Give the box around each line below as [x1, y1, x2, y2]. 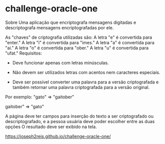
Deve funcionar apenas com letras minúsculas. [12, 60, 109, 66]
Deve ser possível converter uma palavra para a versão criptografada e [12, 79, 159, 85]
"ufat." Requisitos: [5, 50, 42, 56]
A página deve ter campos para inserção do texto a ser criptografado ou [5, 113, 154, 119]
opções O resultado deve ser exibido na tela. [5, 124, 97, 130]
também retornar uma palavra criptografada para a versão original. [12, 84, 150, 90]
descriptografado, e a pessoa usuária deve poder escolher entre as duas [5, 118, 155, 124]
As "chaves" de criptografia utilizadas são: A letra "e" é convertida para [5, 34, 153, 40]
